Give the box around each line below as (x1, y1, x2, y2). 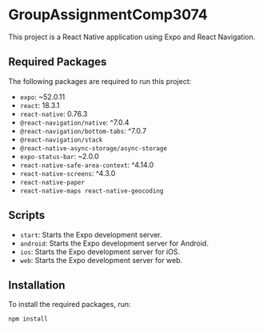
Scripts (8, 209, 46, 222)
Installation (8, 278, 66, 292)
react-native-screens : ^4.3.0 (19, 168, 116, 177)
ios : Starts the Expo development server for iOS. (19, 246, 181, 257)
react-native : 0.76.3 (19, 109, 88, 118)
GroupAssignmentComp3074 (8, 6, 208, 24)
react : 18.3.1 (19, 100, 60, 110)
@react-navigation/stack (19, 136, 103, 144)
